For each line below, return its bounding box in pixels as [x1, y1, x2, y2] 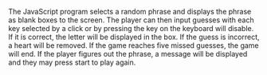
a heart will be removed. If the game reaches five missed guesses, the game [8, 41, 259, 50]
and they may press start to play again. [8, 57, 136, 67]
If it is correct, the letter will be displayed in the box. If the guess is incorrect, [8, 32, 260, 41]
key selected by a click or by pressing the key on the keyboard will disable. [8, 24, 254, 33]
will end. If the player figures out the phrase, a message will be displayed [8, 49, 248, 58]
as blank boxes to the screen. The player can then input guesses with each [8, 15, 254, 25]
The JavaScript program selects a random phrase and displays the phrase [8, 7, 252, 16]
